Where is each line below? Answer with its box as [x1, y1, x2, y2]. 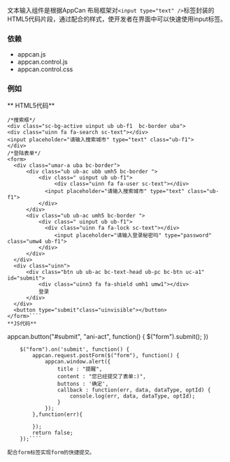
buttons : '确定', [57, 380, 109, 387]
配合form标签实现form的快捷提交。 [7, 449, 95, 456]
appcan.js [17, 50, 46, 59]
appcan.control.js [17, 58, 68, 66]
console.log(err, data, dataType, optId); [69, 392, 196, 400]
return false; [32, 429, 73, 436]
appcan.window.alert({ [44, 358, 111, 365]
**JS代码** [7, 320, 37, 327]
